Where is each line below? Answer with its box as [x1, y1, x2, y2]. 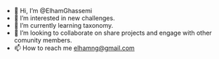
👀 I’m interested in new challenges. [13, 14, 115, 22]
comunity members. [13, 36, 72, 44]
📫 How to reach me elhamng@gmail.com [13, 44, 135, 52]
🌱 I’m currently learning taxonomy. [13, 22, 114, 29]
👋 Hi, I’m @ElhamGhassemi [13, 7, 93, 15]
